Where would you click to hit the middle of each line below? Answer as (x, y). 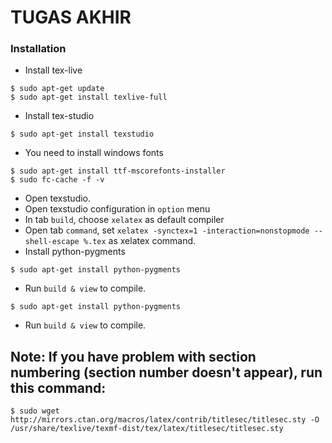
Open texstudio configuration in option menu (117, 209)
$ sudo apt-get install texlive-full (89, 97)
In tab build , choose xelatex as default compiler (124, 220)
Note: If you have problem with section (133, 356)
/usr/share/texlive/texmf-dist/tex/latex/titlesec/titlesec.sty (147, 429)
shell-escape (52, 242)
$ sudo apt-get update (57, 89)
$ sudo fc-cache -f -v (57, 180)
